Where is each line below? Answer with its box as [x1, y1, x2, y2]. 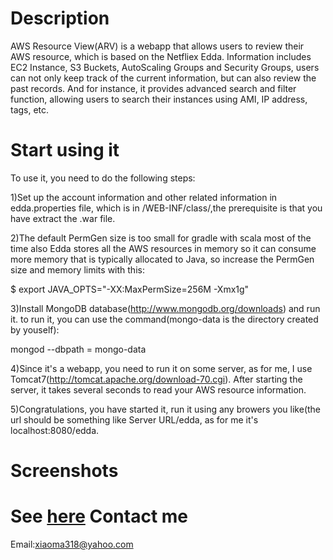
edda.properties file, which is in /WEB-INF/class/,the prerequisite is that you [10, 202, 323, 214]
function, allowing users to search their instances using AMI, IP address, [10, 93, 308, 105]
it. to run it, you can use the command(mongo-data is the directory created [10, 313, 319, 325]
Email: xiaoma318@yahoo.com [10, 538, 134, 550]
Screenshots [10, 460, 119, 482]
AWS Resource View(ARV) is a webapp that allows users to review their [10, 40, 305, 52]
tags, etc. [10, 103, 50, 116]
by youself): [10, 323, 60, 336]
